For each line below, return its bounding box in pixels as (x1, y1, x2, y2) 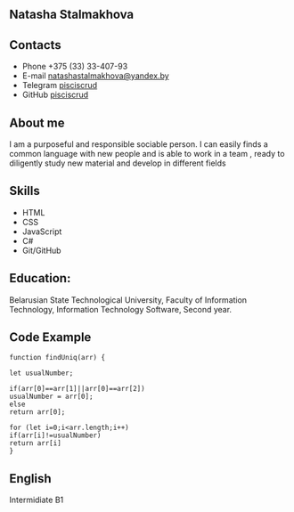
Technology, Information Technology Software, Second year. (9, 304, 233, 314)
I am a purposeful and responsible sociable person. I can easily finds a (9, 139, 269, 150)
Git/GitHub (21, 245, 61, 256)
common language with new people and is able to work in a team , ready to (9, 149, 285, 159)
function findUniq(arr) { (9, 354, 105, 362)
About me (9, 115, 65, 130)
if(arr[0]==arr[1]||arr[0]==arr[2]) (9, 385, 145, 394)
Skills (9, 183, 40, 199)
